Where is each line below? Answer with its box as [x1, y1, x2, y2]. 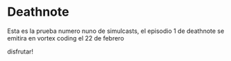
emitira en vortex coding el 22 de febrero [7, 34, 125, 42]
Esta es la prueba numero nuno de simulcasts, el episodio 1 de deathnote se [7, 27, 225, 35]
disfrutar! [7, 47, 33, 56]
